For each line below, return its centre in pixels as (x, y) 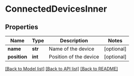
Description (74, 41)
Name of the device (72, 49)
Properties (22, 27)
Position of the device (74, 57)
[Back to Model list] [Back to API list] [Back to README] (62, 69)
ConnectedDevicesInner (56, 9)
